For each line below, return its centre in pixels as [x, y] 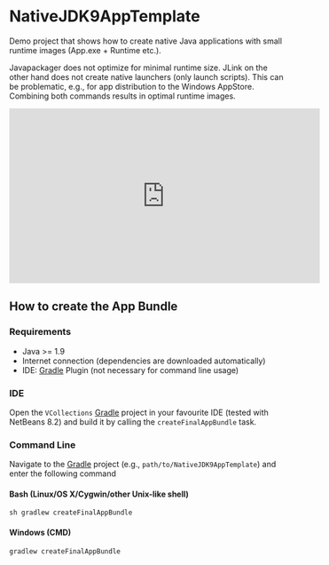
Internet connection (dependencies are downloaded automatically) [144, 361]
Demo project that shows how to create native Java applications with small [145, 41]
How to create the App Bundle [94, 307]
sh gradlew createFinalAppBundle [71, 513]
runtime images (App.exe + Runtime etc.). [85, 50]
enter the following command [63, 473]
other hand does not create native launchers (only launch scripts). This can [146, 76]
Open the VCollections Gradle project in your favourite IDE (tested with [139, 412]
